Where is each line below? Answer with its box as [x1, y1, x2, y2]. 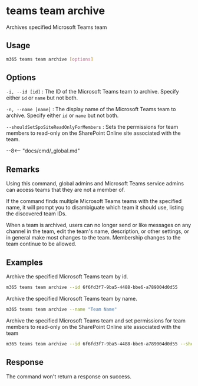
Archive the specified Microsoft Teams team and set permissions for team [6, 317, 186, 324]
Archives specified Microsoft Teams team [6, 24, 107, 31]
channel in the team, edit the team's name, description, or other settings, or [6, 228, 190, 235]
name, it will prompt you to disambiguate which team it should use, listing [6, 204, 184, 211]
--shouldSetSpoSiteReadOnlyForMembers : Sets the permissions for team [6, 124, 179, 131]
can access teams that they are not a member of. [6, 187, 126, 194]
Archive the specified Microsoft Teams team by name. [6, 295, 137, 302]
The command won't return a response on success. [6, 372, 131, 380]
